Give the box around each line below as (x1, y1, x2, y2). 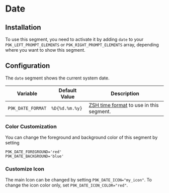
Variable (17, 90, 38, 97)
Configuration (5, 61, 50, 70)
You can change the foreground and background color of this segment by (5, 134, 158, 141)
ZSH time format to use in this (89, 102, 159, 109)
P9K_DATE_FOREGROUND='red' (5, 149, 62, 155)
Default (58, 86, 77, 93)
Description (110, 90, 140, 97)
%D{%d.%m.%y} (51, 105, 82, 111)
